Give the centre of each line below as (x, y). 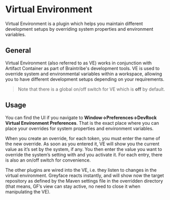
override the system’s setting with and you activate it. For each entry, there (84, 154)
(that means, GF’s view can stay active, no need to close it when (73, 186)
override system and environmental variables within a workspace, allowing (84, 74)
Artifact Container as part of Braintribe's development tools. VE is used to (82, 68)
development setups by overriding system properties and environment (79, 29)
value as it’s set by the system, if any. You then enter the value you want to (84, 149)
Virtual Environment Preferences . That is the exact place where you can (82, 123)
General (18, 50)
